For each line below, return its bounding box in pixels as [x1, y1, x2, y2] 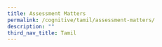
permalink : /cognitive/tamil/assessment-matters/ [7, 17, 156, 23]
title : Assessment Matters [7, 10, 86, 17]
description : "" [7, 23, 55, 30]
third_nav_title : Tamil [7, 29, 77, 37]
